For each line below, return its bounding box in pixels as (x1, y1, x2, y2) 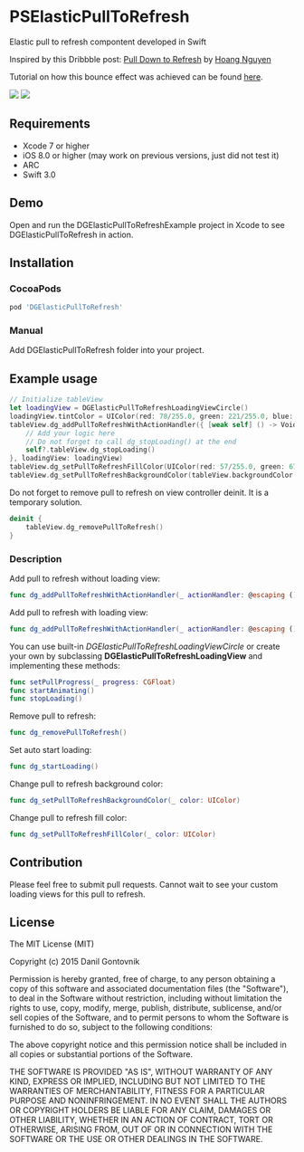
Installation (9, 255, 74, 271)
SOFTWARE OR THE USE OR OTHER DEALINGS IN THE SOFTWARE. (9, 1134, 263, 1145)
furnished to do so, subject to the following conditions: (9, 1022, 213, 1033)
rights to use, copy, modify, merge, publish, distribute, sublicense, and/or (9, 1003, 282, 1014)
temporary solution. (9, 496, 83, 508)
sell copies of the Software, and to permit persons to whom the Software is (9, 1012, 290, 1023)
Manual (9, 324, 43, 337)
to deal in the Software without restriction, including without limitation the (9, 993, 282, 1004)
